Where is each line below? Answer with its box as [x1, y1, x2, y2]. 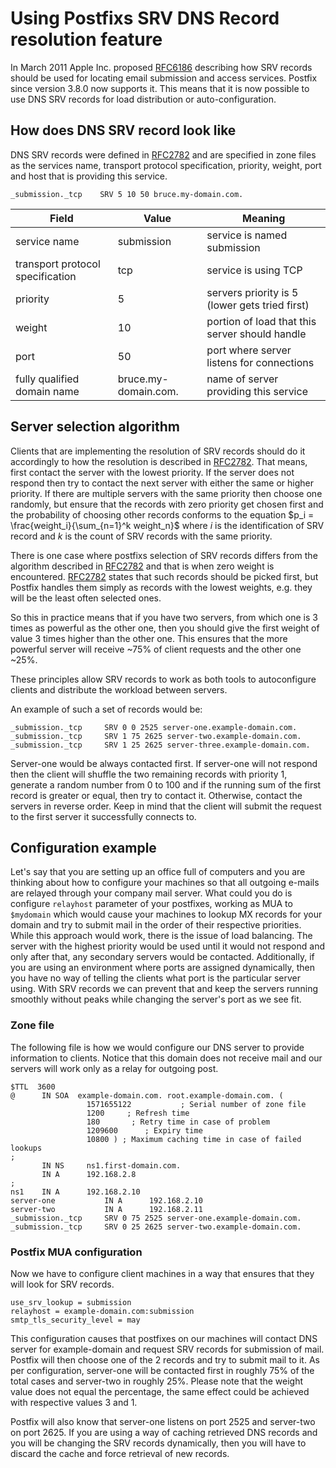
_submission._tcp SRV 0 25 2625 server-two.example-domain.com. [10, 1222, 302, 1232]
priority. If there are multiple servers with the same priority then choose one [10, 487, 323, 499]
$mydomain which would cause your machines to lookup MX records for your [10, 908, 323, 921]
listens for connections [206, 355, 315, 369]
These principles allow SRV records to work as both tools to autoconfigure [10, 673, 317, 685]
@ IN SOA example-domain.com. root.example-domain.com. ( [10, 1090, 284, 1101]
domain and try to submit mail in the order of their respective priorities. [10, 919, 302, 931]
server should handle [206, 327, 307, 341]
